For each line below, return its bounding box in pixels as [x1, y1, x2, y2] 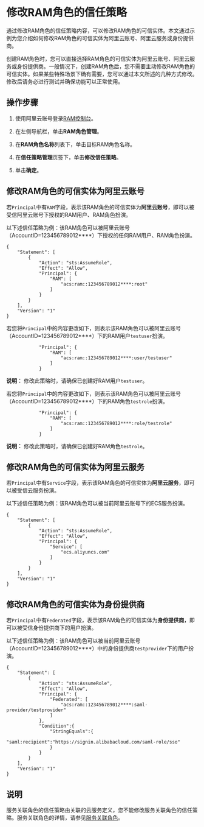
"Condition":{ [38, 723, 75, 730]
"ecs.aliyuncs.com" [60, 549, 110, 555]
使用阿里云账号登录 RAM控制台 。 [15, 114, 97, 122]
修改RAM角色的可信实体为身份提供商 [6, 599, 145, 610]
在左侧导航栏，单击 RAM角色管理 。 [15, 127, 103, 135]
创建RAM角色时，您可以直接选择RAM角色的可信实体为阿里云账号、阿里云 [6, 55, 190, 62]
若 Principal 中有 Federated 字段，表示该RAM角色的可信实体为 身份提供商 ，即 [6, 616, 195, 624]
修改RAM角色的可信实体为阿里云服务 [6, 462, 145, 472]
